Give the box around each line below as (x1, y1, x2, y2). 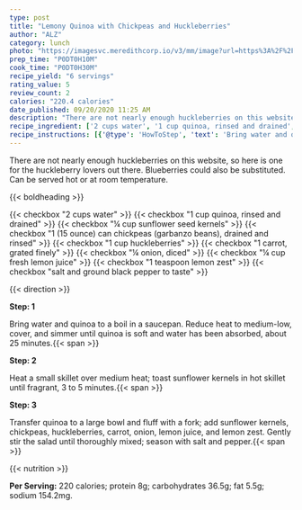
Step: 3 (9, 399, 38, 410)
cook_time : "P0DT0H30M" (9, 64, 99, 73)
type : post (9, 13, 50, 22)
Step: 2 (9, 354, 38, 365)
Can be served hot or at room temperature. (9, 174, 169, 184)
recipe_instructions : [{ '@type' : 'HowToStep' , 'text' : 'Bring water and (9, 130, 288, 139)
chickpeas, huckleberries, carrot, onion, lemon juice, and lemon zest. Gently (9, 426, 292, 437)
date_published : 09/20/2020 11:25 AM (9, 105, 151, 114)
